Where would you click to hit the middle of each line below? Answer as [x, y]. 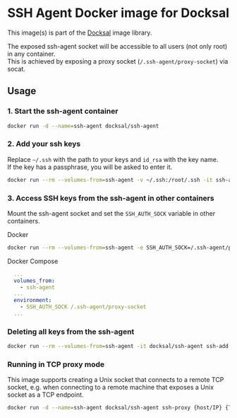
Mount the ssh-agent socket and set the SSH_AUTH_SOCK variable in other [111, 213]
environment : [33, 301]
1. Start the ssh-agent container [63, 111]
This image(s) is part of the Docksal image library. [80, 33]
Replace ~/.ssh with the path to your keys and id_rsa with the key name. [113, 159]
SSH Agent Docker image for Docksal [119, 13]
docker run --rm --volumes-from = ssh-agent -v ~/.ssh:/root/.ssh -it [110, 180]
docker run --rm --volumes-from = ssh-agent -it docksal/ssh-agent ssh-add [118, 347]
